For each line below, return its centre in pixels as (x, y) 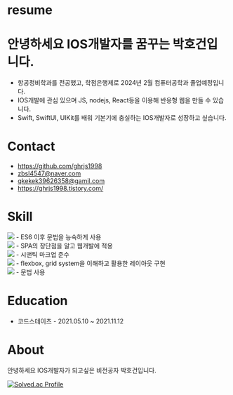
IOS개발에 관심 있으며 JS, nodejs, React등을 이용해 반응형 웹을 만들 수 (114, 100)
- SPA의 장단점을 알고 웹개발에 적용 (65, 246)
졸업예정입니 (207, 83)
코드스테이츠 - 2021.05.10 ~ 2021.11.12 (71, 321)
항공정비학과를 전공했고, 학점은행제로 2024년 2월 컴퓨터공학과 (103, 83)
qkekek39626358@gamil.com (61, 181)
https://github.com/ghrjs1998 (60, 166)
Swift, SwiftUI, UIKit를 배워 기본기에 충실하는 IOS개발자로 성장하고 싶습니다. (122, 118)
